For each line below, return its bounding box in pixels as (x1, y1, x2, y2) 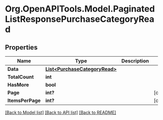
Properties (5, 43, 38, 51)
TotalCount (7, 74, 34, 80)
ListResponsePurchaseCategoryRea (5, 14, 154, 25)
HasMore (7, 81, 29, 88)
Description (121, 58, 149, 64)
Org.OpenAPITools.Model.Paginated (5, 3, 155, 15)
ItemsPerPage (7, 97, 41, 104)
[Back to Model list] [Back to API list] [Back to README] (5, 110, 116, 115)
